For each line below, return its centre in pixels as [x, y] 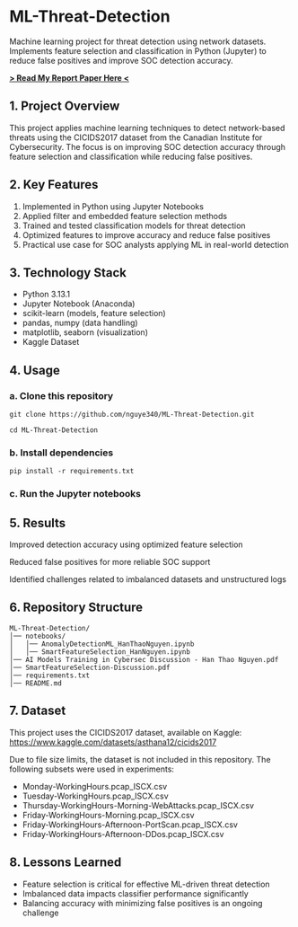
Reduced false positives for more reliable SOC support [110, 562]
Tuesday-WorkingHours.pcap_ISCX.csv [95, 796]
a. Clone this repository [61, 395]
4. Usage [35, 370]
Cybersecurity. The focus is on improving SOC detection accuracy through [147, 146]
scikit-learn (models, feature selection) [94, 313]
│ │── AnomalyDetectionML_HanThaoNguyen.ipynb [102, 644]
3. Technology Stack [68, 273]
